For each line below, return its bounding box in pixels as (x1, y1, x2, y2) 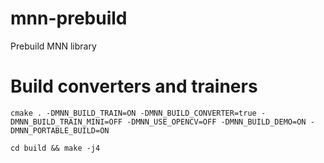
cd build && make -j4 (10, 143, 101, 153)
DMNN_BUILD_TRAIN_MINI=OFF (10, 117, 123, 127)
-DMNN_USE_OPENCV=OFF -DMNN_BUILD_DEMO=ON (126, 117, 307, 127)
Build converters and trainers (10, 75, 258, 98)
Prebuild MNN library (10, 40, 97, 52)
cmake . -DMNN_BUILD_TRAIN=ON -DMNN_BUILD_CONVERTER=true (10, 108, 257, 118)
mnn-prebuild (10, 7, 128, 30)
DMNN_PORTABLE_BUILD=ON (10, 125, 110, 136)
